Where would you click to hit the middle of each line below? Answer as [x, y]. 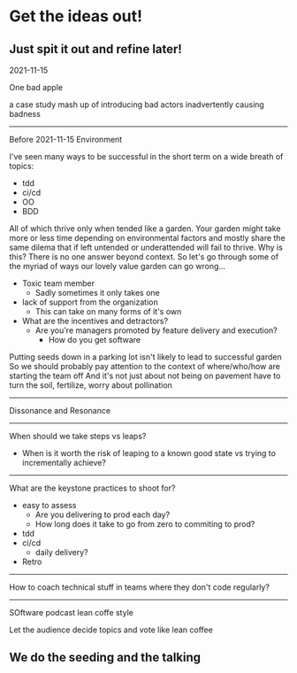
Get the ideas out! [76, 16]
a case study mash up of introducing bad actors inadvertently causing [137, 104]
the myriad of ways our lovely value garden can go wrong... [118, 266]
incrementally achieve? [64, 463]
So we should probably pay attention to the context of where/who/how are [145, 366]
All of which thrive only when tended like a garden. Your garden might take [145, 228]
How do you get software [95, 340]
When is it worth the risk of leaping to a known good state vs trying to [149, 453]
